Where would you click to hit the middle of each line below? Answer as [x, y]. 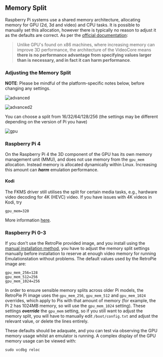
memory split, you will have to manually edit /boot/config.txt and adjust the [81, 316]
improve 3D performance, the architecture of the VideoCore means [84, 50]
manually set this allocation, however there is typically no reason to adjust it [81, 30]
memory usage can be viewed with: [41, 341]
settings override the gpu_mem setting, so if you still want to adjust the [74, 311]
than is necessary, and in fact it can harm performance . [74, 60]
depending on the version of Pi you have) [46, 122]
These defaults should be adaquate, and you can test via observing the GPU [81, 330]
